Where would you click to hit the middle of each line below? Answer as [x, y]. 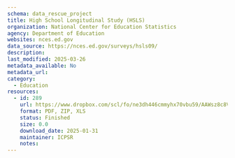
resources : [23, 92]
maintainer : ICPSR [47, 137]
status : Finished [45, 117]
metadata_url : [28, 72]
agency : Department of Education [56, 33]
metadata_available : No [42, 66]
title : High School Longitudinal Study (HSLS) [76, 20]
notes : [29, 144]
